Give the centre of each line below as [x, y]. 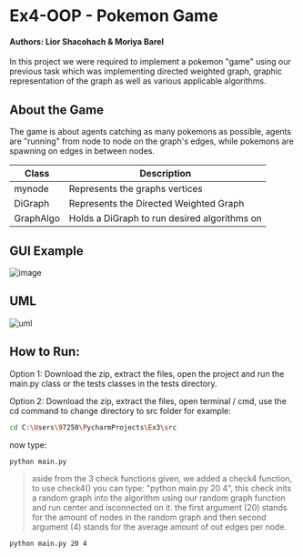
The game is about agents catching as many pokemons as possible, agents [151, 132]
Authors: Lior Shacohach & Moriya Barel [86, 41]
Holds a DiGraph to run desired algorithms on [165, 218]
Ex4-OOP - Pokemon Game [114, 16]
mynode [31, 189]
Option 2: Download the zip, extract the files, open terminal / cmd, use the [148, 400]
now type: [28, 445]
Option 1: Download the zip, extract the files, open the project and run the [147, 373]
